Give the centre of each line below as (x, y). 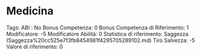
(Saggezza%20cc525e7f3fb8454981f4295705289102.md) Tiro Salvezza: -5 (100, 40)
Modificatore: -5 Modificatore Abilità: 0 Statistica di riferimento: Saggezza (97, 33)
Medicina (30, 11)
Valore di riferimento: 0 (34, 47)
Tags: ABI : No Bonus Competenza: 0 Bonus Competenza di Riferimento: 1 (97, 27)
